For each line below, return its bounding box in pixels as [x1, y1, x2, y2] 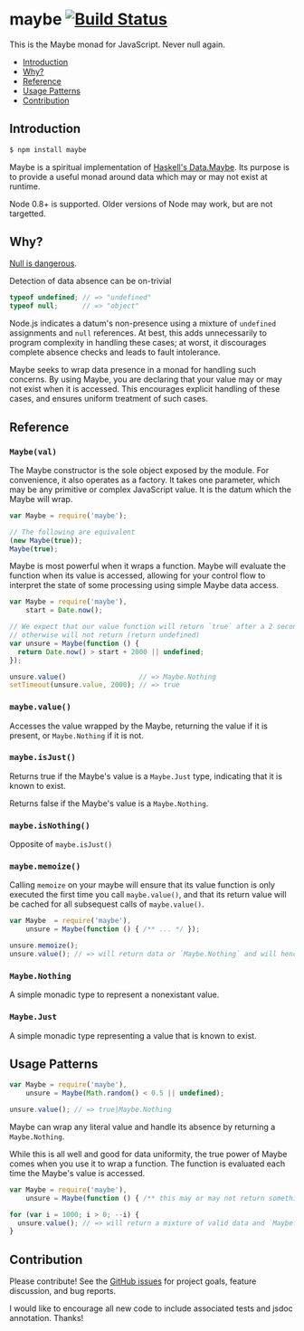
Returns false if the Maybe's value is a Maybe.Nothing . [9, 797, 209, 809]
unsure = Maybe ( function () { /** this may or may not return [25, 1193, 265, 1203]
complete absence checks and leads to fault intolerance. [9, 347, 221, 357]
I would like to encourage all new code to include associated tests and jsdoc [9, 1303, 293, 1314]
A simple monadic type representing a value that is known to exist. [9, 1030, 257, 1041]
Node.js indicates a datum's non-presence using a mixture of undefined [9, 318, 277, 329]
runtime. [9, 181, 41, 192]
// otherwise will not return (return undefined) [9, 631, 201, 640]
